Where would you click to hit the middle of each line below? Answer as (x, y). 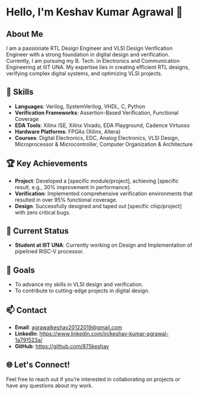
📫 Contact (27, 310)
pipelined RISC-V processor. (49, 251)
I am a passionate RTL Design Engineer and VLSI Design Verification (89, 48)
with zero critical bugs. (43, 212)
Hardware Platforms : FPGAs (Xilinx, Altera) (68, 131)
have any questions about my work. (50, 386)
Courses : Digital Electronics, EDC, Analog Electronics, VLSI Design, (97, 138)
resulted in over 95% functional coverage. (66, 200)
